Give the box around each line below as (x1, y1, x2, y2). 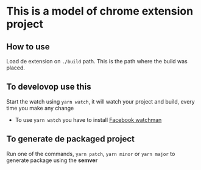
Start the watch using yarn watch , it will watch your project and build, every (6, 97, 195, 105)
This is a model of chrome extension (6, 4, 194, 18)
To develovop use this (6, 82, 91, 92)
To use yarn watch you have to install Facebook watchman (15, 116, 162, 123)
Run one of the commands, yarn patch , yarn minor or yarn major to (6, 150, 175, 157)
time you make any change (6, 104, 74, 112)
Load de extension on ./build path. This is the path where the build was (6, 58, 188, 65)
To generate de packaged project (6, 134, 135, 144)
